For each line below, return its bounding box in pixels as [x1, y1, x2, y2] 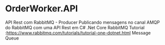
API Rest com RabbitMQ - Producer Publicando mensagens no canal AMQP [5, 19, 160, 25]
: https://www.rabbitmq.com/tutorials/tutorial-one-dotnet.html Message [5, 30, 151, 36]
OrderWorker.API [5, 3, 78, 14]
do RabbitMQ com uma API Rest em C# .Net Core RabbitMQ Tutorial [5, 24, 145, 30]
